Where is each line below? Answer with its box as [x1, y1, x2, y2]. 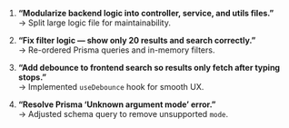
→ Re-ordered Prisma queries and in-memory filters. [17, 44, 215, 55]
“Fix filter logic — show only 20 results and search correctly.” [17, 35, 256, 45]
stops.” [17, 72, 47, 83]
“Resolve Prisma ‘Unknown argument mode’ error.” [17, 99, 216, 110]
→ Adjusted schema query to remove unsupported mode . [17, 109, 229, 119]
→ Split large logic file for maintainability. [17, 17, 171, 28]
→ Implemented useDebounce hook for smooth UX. [17, 82, 204, 92]
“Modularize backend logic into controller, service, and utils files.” [17, 8, 274, 18]
